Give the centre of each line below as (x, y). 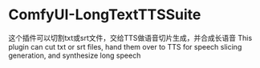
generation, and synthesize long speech (75, 55)
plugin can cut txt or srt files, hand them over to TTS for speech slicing (125, 46)
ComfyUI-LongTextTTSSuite (105, 15)
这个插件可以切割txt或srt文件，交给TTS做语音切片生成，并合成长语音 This (130, 38)
